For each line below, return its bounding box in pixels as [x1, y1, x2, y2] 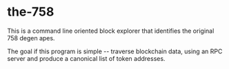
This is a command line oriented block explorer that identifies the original [7, 27, 215, 35]
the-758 [7, 4, 54, 20]
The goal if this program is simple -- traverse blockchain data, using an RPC [7, 47, 223, 55]
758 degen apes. [7, 33, 55, 42]
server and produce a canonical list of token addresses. [7, 54, 166, 62]
